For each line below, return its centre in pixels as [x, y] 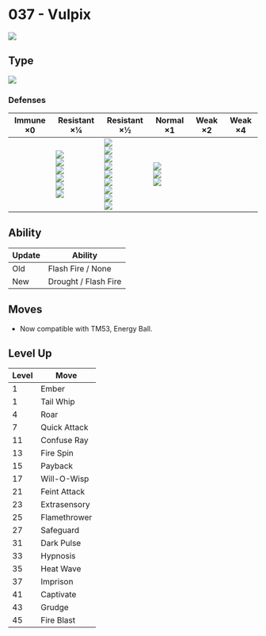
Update [27, 255]
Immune [30, 120]
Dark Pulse [61, 543]
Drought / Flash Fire [85, 281]
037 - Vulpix [50, 15]
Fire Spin [57, 453]
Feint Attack [63, 492]
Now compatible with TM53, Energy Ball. [86, 328]
